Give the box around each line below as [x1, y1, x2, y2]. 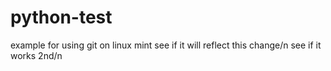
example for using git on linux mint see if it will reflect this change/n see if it [10, 39, 322, 51]
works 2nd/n [10, 49, 63, 61]
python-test [10, 6, 113, 29]
